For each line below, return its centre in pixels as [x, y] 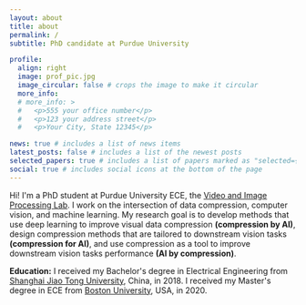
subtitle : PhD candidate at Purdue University [99, 43]
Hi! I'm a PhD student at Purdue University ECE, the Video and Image [138, 195]
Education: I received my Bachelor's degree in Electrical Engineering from [149, 270]
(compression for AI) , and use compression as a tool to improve [130, 243]
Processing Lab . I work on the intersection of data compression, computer [149, 205]
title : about [34, 26]
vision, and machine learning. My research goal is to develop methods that [149, 214]
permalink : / [34, 35]
